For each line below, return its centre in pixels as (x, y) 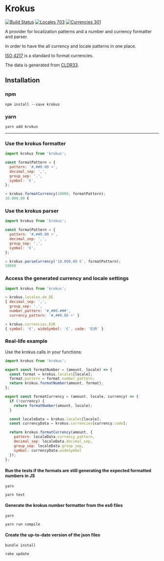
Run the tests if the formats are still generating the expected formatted (78, 471)
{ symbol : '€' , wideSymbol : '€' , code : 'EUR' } (54, 329)
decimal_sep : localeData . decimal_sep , (53, 441)
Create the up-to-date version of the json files (53, 535)
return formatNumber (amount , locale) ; (53, 405)
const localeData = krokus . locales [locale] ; (55, 419)
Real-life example (26, 341)
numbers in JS (20, 476)
